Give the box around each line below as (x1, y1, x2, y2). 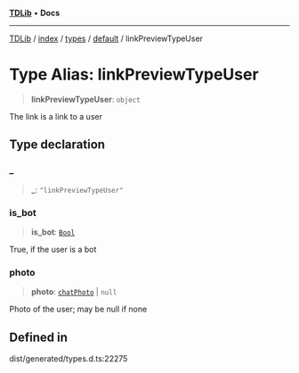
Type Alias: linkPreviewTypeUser (9, 64, 260, 85)
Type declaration (9, 137, 105, 153)
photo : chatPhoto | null (30, 286, 117, 297)
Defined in (9, 329, 69, 344)
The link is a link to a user (9, 111, 102, 121)
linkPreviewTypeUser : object (30, 94, 141, 104)
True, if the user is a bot (9, 244, 97, 254)
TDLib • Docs (9, 8, 61, 18)
